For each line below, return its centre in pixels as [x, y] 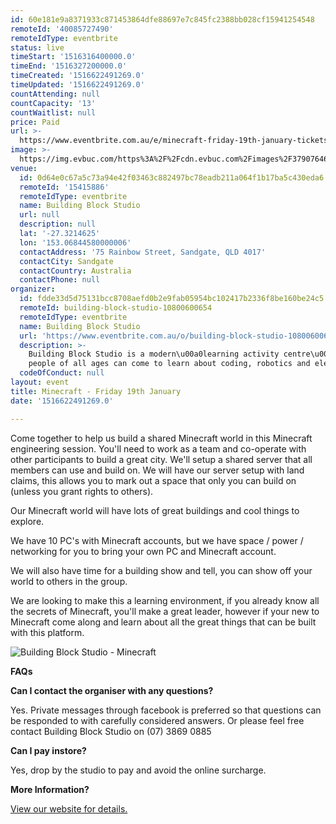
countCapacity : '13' [53, 103]
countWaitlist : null [53, 112]
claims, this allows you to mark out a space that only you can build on [153, 480]
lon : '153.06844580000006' [75, 242]
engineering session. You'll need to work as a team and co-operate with [158, 448]
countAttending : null [55, 94]
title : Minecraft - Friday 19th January [96, 391]
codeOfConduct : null [62, 373]
